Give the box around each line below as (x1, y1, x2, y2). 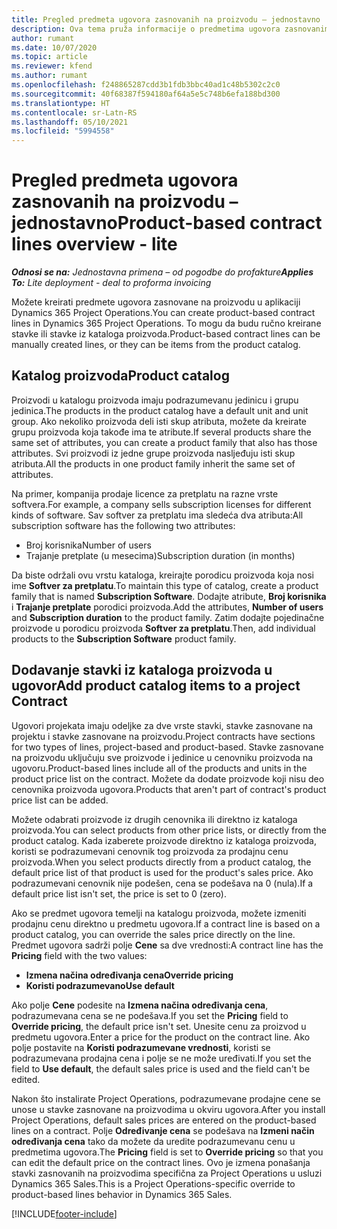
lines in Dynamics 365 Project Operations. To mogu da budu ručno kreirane (11, 317, 322, 330)
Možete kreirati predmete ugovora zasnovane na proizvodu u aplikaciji (11, 296, 301, 308)
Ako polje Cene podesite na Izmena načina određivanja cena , (11, 999, 269, 1011)
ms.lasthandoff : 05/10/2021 (11, 117, 129, 127)
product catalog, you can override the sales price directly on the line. (11, 928, 296, 940)
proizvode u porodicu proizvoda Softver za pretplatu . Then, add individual (11, 622, 316, 634)
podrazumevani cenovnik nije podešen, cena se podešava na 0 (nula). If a (11, 877, 314, 889)
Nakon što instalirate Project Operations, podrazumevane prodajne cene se (11, 1092, 321, 1105)
